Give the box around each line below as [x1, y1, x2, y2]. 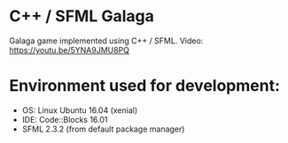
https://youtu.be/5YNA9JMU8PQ [9, 44, 130, 55]
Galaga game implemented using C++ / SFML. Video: [9, 35, 204, 46]
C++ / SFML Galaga [9, 6, 155, 26]
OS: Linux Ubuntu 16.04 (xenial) [21, 104, 138, 116]
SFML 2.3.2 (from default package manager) [21, 124, 185, 134]
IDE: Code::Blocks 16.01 [21, 114, 108, 124]
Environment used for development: [9, 76, 281, 96]
